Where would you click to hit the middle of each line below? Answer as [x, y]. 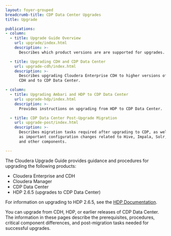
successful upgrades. [28, 228]
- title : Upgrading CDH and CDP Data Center [58, 62]
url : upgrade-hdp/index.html [45, 99]
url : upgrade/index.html [41, 43]
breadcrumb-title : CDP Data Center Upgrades [53, 15]
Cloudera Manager [32, 181]
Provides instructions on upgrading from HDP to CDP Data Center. [91, 109]
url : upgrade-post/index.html [47, 123]
